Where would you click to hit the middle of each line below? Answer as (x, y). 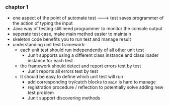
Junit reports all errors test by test (63, 71)
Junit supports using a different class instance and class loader (93, 55)
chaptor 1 (17, 7)
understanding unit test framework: (49, 45)
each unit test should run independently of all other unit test (82, 50)
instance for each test (50, 61)
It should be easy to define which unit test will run (71, 77)
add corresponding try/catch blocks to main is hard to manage (92, 82)
